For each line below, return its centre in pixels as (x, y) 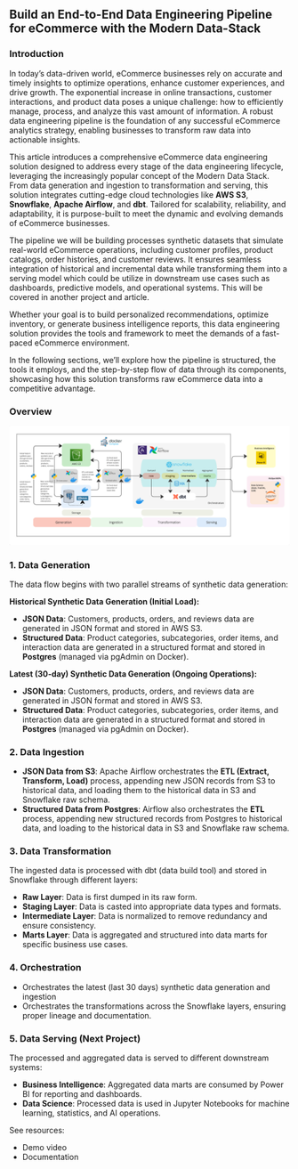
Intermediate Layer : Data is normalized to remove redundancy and (145, 916)
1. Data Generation (50, 564)
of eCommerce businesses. (60, 223)
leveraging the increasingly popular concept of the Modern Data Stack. (139, 175)
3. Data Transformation (60, 851)
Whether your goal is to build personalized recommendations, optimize (139, 314)
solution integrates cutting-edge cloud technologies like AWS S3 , (129, 194)
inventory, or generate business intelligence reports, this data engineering (145, 323)
